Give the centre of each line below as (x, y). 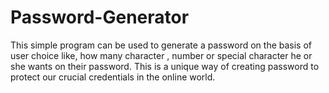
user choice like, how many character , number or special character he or (161, 55)
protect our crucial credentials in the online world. (113, 77)
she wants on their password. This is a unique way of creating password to (165, 66)
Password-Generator (100, 17)
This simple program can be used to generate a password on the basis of (161, 45)
